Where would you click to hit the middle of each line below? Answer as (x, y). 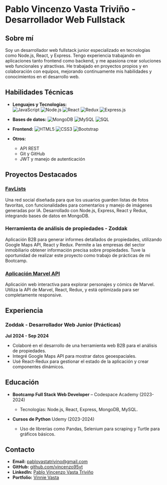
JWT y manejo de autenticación (53, 159)
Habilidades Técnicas (39, 93)
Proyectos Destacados (41, 175)
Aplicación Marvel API (33, 273)
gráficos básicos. (38, 434)
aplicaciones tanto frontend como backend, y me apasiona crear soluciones (83, 61)
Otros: (19, 139)
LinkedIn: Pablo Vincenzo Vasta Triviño (53, 472)
